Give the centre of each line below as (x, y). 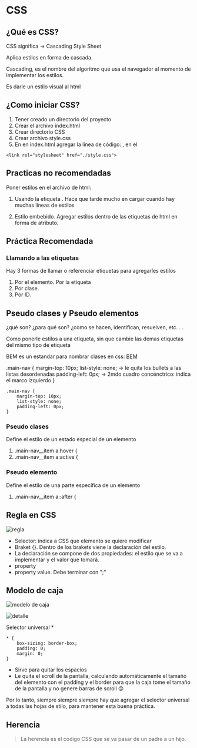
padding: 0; (31, 648)
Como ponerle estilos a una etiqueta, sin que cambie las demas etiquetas (95, 339)
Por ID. (23, 294)
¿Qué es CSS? (32, 32)
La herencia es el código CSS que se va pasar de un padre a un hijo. (103, 739)
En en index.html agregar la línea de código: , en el (76, 144)
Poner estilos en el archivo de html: (49, 187)
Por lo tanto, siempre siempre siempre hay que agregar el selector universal (98, 700)
